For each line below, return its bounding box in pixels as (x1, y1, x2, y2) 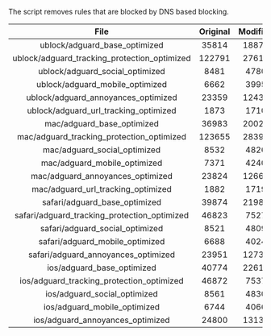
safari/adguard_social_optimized (40, 223, 164, 234)
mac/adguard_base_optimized (44, 118, 160, 129)
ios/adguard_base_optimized (47, 262, 156, 273)
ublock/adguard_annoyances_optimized (26, 92, 177, 103)
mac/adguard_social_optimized (43, 144, 161, 156)
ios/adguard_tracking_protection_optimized (19, 276, 184, 286)
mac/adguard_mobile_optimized (40, 157, 163, 168)
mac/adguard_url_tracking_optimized (31, 184, 172, 194)
